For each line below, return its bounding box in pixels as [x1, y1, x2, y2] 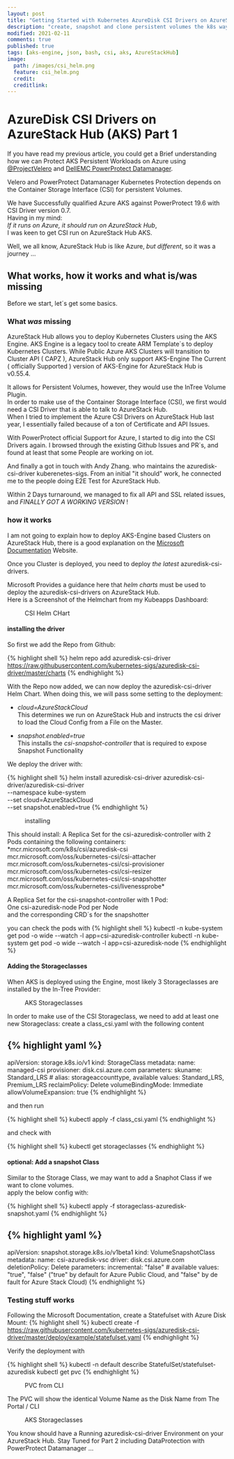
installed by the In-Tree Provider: [7, 985, 101, 993]
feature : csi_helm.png [13, 68, 79, 75]
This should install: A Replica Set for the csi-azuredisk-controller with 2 [7, 830, 211, 838]
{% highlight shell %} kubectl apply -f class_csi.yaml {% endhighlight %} [7, 1115, 216, 1123]
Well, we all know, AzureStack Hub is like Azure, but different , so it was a [7, 242, 216, 251]
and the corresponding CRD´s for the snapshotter [7, 910, 150, 919]
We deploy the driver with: [7, 760, 83, 768]
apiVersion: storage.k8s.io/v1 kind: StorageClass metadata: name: [7, 1058, 196, 1067]
